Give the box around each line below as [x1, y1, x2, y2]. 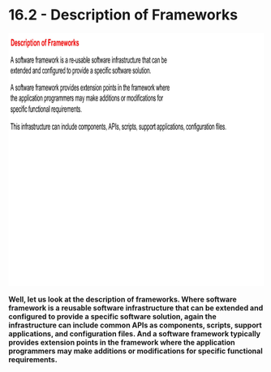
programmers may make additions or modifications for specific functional [8, 346, 264, 356]
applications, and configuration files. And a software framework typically [8, 328, 261, 338]
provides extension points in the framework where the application [8, 337, 235, 347]
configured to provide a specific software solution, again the [8, 311, 217, 321]
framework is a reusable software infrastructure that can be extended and [8, 302, 264, 313]
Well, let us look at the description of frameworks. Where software [8, 294, 237, 304]
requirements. [8, 354, 58, 364]
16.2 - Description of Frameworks [8, 6, 238, 24]
